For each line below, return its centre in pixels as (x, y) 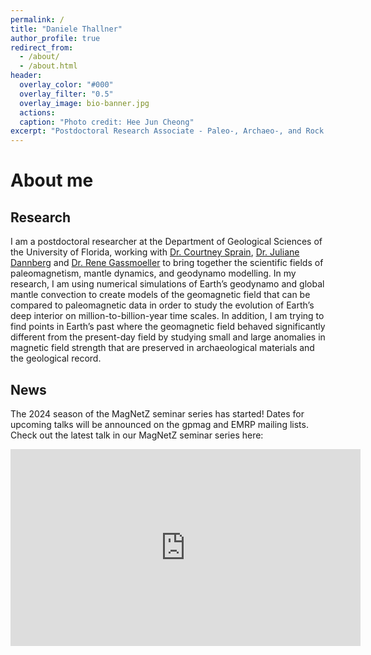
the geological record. (56, 358)
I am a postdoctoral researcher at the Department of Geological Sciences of (166, 242)
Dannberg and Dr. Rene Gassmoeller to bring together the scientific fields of (167, 263)
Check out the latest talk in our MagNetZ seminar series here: (137, 435)
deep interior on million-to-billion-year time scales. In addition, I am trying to (167, 316)
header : (26, 76)
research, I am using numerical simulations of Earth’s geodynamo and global (167, 284)
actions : (37, 112)
